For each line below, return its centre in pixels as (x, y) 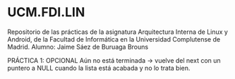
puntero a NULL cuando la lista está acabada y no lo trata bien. (99, 68)
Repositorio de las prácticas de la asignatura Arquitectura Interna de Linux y (117, 32)
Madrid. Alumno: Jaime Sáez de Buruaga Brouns (78, 47)
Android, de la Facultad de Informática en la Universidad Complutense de (114, 39)
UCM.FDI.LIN (46, 12)
